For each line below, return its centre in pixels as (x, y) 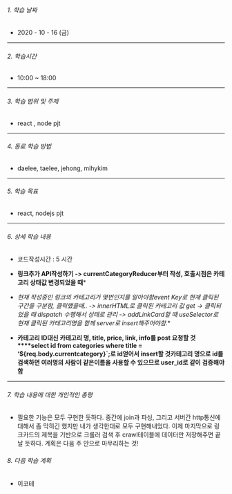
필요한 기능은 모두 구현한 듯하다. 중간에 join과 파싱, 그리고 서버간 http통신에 (119, 417)
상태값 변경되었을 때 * (58, 282)
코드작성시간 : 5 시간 (45, 259)
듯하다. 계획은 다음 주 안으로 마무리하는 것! (82, 443)
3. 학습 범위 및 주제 (33, 101)
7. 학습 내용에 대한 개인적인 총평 (50, 394)
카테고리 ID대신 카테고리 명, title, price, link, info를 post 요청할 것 (106, 338)
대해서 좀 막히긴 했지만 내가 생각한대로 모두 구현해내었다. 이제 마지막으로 (115, 426)
